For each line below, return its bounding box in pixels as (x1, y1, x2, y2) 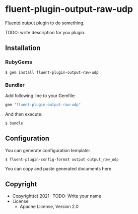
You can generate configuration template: (5, 147, 90, 153)
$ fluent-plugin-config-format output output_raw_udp (5, 157, 119, 162)
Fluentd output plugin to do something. (5, 20, 85, 26)
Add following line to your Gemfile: (5, 93, 76, 99)
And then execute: (5, 111, 43, 117)
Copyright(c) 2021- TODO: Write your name (12, 193, 102, 199)
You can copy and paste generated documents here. (5, 165, 113, 171)
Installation (5, 44, 41, 53)
